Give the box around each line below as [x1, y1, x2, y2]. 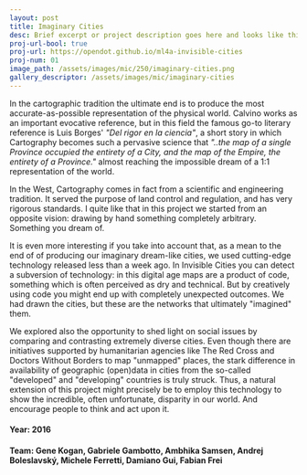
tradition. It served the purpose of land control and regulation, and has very [9, 193, 293, 204]
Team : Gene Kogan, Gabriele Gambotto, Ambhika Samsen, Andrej [9, 445, 264, 456]
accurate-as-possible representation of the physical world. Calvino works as [9, 107, 298, 119]
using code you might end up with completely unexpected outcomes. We [9, 289, 285, 300]
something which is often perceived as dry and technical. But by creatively [9, 279, 291, 290]
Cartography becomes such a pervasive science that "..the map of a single [9, 136, 291, 147]
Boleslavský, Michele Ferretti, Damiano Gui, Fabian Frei [9, 454, 223, 466]
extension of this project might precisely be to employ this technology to [9, 384, 282, 395]
